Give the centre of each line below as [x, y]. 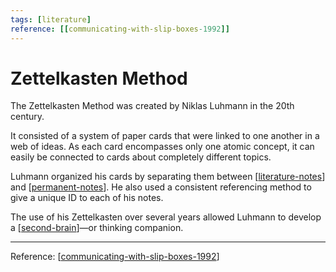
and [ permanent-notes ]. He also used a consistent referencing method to [161, 187]
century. [27, 117]
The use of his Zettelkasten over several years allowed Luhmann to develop [166, 217]
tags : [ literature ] [51, 19]
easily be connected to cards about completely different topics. [141, 157]
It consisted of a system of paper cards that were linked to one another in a [165, 136]
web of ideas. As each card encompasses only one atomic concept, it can [162, 147]
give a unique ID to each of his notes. [87, 198]
